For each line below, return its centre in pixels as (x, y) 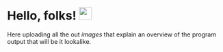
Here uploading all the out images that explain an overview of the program (112, 34)
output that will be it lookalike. (49, 41)
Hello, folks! (42, 16)
